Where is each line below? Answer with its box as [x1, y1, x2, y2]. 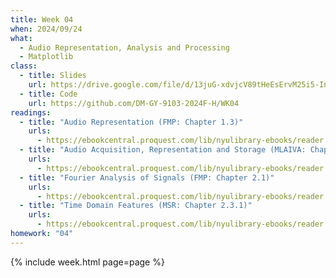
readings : [10, 107, 52, 118]
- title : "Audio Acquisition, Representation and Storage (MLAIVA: [19, 145, 307, 155]
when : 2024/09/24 [10, 24, 83, 34]
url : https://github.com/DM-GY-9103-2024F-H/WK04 [28, 98, 240, 108]
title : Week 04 [10, 14, 74, 25]
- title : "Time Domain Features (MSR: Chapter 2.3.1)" [19, 201, 253, 211]
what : [10, 33, 33, 43]
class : [10, 61, 38, 71]
